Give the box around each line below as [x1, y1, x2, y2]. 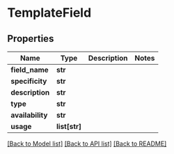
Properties [7, 33, 54, 45]
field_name [10, 65, 49, 75]
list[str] [56, 122, 82, 131]
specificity [10, 77, 47, 86]
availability [10, 110, 48, 120]
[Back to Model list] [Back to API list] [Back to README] [7, 139, 167, 148]
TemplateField [7, 5, 92, 21]
